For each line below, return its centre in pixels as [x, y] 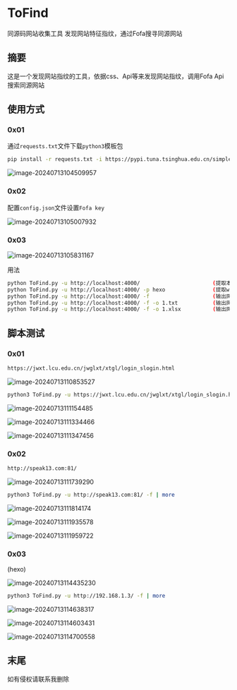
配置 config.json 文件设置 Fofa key [56, 207]
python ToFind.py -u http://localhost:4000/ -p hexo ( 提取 [117, 290]
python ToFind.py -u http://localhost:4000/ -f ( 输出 [117, 296]
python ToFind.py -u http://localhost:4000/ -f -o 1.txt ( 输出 [117, 303]
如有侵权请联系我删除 [38, 679]
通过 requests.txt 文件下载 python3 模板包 [65, 146]
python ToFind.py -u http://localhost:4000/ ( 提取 [117, 283]
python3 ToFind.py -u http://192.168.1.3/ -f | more [86, 596]
